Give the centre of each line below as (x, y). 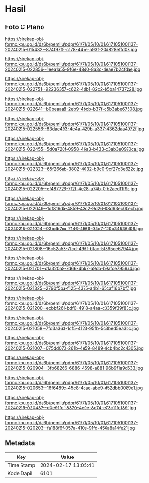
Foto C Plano (25, 27)
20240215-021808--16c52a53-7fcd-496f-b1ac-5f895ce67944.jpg (72, 248)
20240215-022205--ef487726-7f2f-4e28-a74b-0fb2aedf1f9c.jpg (71, 189)
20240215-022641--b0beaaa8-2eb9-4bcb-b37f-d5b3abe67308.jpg (74, 109)
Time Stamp (21, 465)
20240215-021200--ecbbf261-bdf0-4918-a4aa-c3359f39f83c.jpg (72, 308)
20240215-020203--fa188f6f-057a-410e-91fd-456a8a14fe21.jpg (70, 428)
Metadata (20, 443)
